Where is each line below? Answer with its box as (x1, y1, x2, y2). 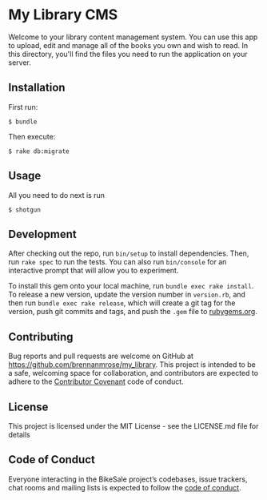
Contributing (8, 330, 74, 344)
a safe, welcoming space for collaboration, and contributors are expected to (8, 369, 258, 378)
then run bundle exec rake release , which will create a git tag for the (8, 298, 236, 308)
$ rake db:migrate (8, 147, 70, 155)
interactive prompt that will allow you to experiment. (8, 266, 179, 276)
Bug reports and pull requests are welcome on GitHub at (8, 351, 194, 361)
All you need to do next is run (8, 190, 106, 200)
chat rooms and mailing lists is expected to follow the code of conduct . (8, 482, 241, 492)
